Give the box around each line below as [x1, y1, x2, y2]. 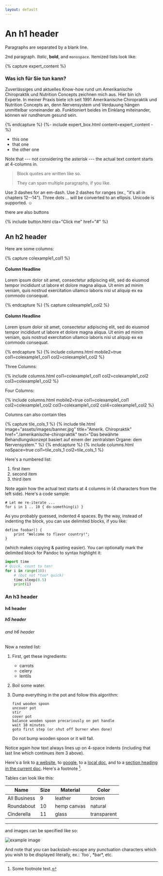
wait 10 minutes [12, 723, 45, 728]
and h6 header [5, 629, 35, 634]
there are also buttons [5, 209, 49, 215]
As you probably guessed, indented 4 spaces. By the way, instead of [5, 513, 143, 519]
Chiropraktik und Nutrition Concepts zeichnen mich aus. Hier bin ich [5, 91, 141, 97]
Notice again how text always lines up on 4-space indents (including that [5, 745, 151, 751]
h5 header [5, 616, 27, 622]
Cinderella [7, 811, 31, 818]
